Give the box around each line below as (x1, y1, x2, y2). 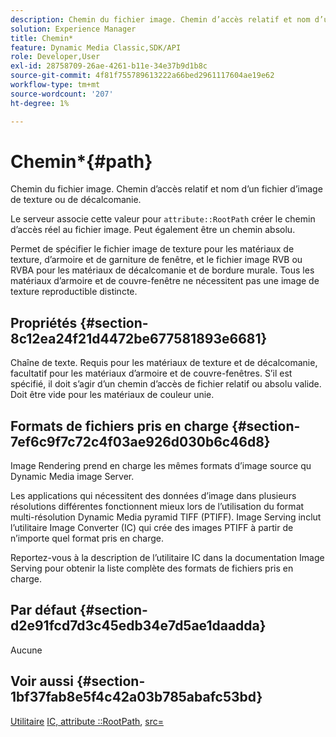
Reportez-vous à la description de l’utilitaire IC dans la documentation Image (10, 552, 325, 564)
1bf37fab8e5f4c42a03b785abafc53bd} (10, 689, 263, 706)
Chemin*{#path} (10, 150, 153, 173)
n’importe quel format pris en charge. (10, 532, 164, 545)
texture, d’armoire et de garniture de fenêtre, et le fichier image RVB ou (10, 254, 303, 266)
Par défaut (10, 602, 77, 619)
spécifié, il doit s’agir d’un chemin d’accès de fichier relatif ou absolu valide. (10, 378, 322, 390)
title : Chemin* (10, 33, 74, 43)
